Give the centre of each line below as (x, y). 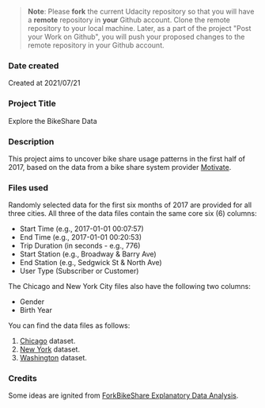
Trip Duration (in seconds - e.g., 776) (80, 246)
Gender (32, 302)
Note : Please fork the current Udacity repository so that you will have (141, 12)
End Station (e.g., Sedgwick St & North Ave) (91, 263)
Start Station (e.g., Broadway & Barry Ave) (88, 254)
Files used (28, 187)
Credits (23, 379)
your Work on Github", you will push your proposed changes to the (136, 37)
